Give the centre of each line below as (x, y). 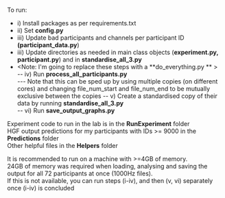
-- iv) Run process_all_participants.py (72, 74)
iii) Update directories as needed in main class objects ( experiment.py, (118, 52)
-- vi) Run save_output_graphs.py (66, 110)
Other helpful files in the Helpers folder (62, 146)
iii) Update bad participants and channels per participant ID (100, 38)
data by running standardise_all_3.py (70, 103)
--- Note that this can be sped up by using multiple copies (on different (117, 81)
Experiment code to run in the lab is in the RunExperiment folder (98, 124)
